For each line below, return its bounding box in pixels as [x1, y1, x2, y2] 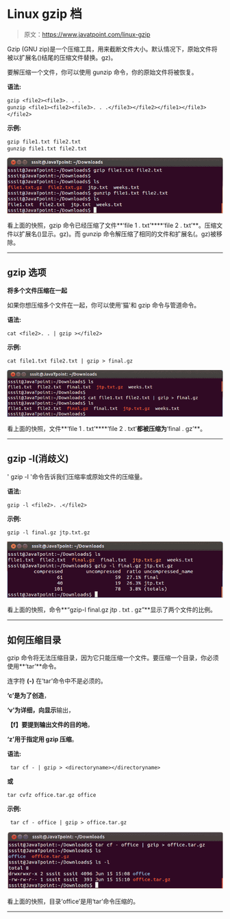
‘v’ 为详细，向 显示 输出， [7, 706, 75, 714]
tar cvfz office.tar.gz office [7, 792, 97, 799]
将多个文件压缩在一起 [7, 286, 67, 294]
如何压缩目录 [7, 634, 62, 646]
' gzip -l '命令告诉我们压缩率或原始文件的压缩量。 [7, 472, 146, 480]
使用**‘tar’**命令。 [7, 662, 60, 671]
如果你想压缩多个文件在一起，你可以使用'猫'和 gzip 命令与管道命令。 [7, 301, 201, 309]
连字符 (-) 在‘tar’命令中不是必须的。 [7, 677, 107, 685]
